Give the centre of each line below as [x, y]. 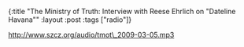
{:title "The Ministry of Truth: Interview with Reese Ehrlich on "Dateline [122, 11]
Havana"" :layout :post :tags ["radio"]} [70, 20]
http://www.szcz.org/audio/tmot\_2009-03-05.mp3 [91, 35]
